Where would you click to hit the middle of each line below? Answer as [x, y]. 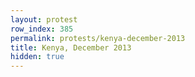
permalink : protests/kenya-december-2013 [98, 38]
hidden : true [37, 57]
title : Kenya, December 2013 [71, 47]
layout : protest [44, 19]
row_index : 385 [42, 29]
